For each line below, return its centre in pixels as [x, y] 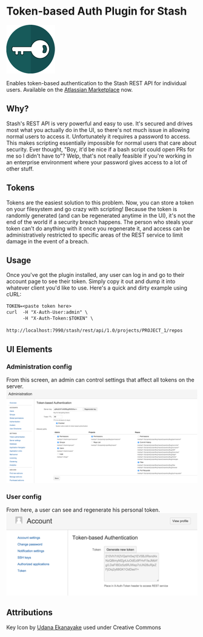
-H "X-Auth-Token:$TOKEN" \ [58, 318]
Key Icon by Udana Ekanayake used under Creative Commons [84, 627]
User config [24, 497]
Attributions [30, 613]
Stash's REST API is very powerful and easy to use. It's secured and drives [99, 124]
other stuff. [20, 169]
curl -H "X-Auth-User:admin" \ [47, 312]
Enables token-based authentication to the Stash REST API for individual [96, 83]
